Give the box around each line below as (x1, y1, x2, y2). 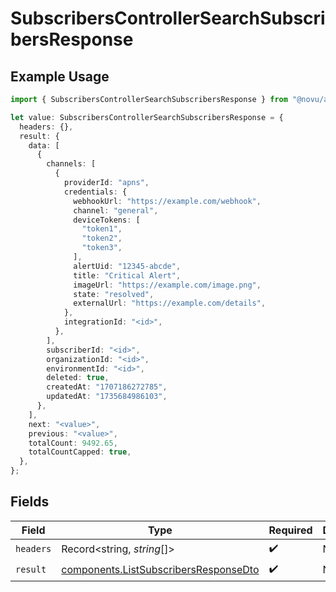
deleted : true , (46, 373, 110, 383)
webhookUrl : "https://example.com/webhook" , (73, 196, 262, 206)
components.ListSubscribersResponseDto (61, 563, 260, 577)
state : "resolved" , (73, 289, 155, 299)
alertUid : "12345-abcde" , (73, 261, 182, 271)
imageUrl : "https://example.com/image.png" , (73, 280, 262, 290)
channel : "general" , (73, 205, 159, 216)
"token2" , (81, 233, 123, 244)
